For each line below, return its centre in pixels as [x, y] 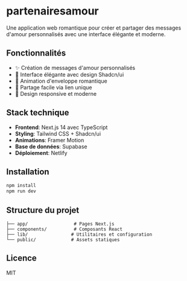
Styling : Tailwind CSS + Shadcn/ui [58, 133]
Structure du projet [43, 210]
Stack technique [38, 113]
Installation [28, 172]
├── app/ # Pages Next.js [60, 224]
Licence [22, 258]
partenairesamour [52, 11]
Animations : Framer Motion [49, 140]
